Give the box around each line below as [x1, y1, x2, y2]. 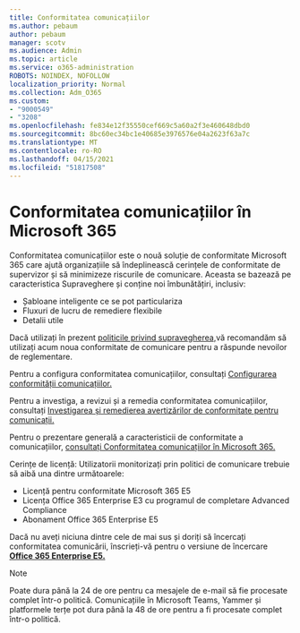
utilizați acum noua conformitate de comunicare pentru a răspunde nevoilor [9, 342, 287, 353]
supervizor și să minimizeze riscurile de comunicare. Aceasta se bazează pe [9, 269, 292, 280]
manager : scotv [9, 38, 66, 47]
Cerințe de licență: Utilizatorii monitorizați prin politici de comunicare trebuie [9, 458, 290, 470]
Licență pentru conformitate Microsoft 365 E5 [21, 485, 191, 497]
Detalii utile [21, 315, 64, 326]
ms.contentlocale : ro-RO [9, 146, 102, 155]
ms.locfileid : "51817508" [9, 163, 106, 172]
